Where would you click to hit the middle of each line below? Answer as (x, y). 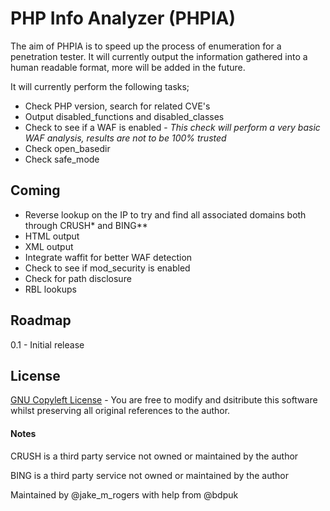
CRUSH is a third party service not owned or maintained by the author (154, 456)
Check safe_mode (62, 159)
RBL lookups (50, 289)
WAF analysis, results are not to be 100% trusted (125, 138)
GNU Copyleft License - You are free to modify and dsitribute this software (164, 400)
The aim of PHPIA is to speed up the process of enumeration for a (146, 46)
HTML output (52, 236)
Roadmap (41, 320)
